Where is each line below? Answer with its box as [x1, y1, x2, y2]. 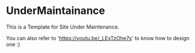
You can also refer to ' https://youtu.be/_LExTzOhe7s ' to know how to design [6, 34, 190, 41]
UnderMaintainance [6, 4, 105, 17]
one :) [6, 41, 20, 48]
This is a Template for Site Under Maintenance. [6, 23, 119, 30]
